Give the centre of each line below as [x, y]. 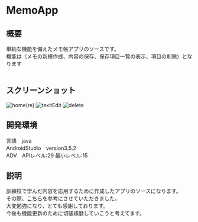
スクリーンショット [41, 90]
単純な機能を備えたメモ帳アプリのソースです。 [63, 49]
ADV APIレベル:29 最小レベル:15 [47, 155]
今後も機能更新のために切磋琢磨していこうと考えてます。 [75, 213]
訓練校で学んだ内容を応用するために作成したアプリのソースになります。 [94, 191]
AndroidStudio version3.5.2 [41, 148]
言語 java [19, 140]
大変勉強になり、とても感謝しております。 [57, 206]
